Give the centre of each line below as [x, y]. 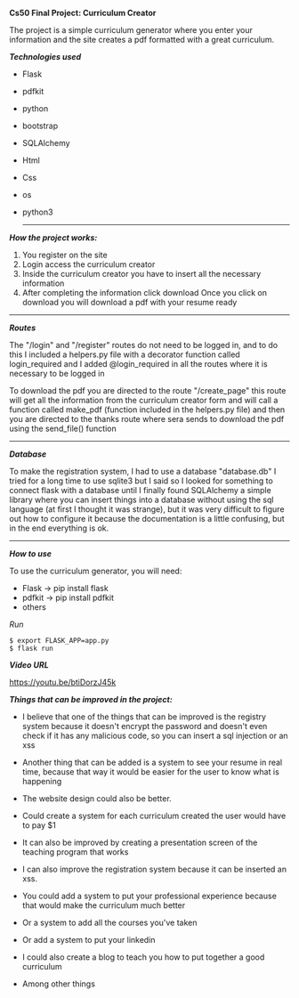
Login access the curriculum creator [89, 264]
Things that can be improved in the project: [91, 699]
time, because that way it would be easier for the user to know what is [151, 772]
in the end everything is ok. [59, 528]
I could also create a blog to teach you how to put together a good [143, 957]
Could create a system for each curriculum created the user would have [154, 815]
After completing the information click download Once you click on [144, 292]
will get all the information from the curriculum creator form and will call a [144, 400]
